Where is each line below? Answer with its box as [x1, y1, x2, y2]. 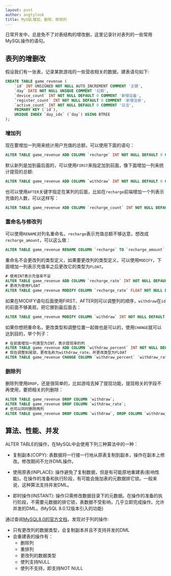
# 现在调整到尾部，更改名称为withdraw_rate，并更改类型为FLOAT [5, 350, 127, 355]
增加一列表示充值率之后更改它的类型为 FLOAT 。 [9, 263, 106, 270]
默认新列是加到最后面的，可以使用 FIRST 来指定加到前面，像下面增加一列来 [5, 162, 159, 169]
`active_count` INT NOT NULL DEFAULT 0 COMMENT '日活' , [14, 102, 134, 107]
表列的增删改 [5, 54, 46, 63]
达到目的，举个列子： [5, 331, 50, 337]
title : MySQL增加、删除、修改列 [5, 17, 67, 22]
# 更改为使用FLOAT [5, 283, 41, 288]
